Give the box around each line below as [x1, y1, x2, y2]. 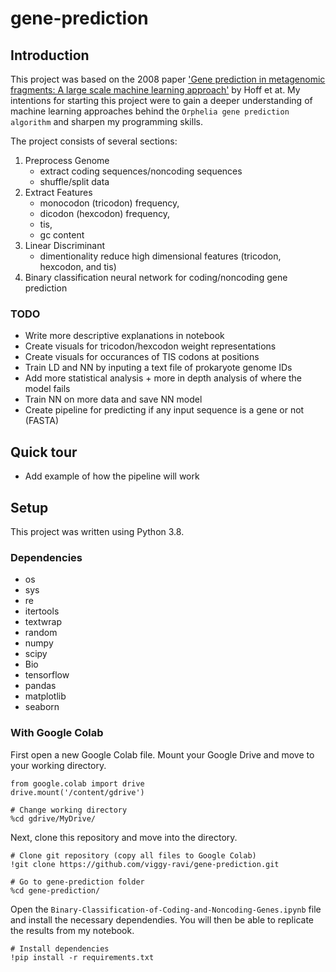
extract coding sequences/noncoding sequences [39, 165, 243, 177]
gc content [39, 229, 85, 241]
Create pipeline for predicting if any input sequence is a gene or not [24, 404, 305, 416]
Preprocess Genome [24, 155, 110, 166]
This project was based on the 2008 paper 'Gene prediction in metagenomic [10, 73, 326, 85]
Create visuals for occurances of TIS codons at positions [24, 351, 260, 363]
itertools [24, 605, 60, 617]
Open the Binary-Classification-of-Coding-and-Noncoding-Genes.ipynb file [10, 903, 322, 915]
